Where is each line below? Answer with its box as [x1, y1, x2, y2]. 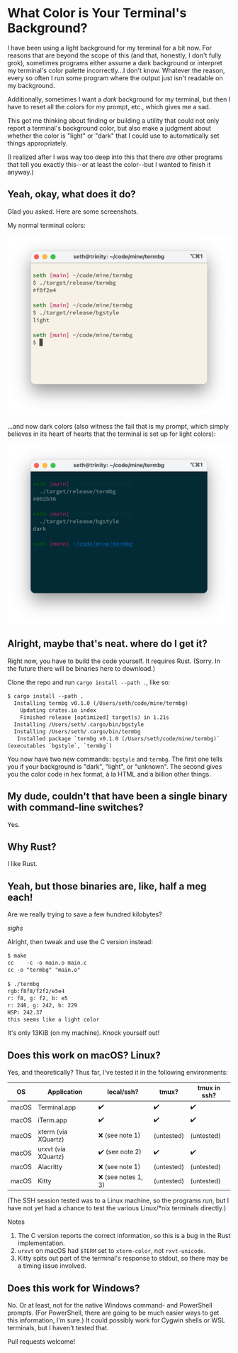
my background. [7, 81, 55, 89]
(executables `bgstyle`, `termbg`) [7, 742, 113, 750]
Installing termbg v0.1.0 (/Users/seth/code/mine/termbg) [13, 699, 189, 707]
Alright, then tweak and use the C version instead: [7, 938, 154, 946]
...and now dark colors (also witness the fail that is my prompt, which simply [7, 422, 229, 431]
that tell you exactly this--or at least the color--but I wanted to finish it [7, 160, 211, 168]
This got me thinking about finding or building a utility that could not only [7, 116, 220, 125]
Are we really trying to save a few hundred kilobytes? [7, 910, 162, 919]
